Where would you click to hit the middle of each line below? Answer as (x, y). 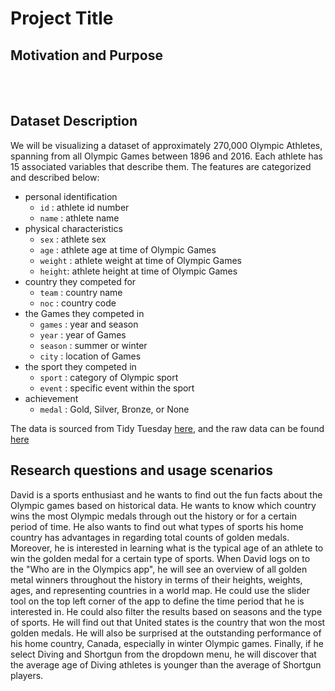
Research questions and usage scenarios (141, 470)
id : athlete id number (84, 207)
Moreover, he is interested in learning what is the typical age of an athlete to (167, 548)
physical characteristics (73, 228)
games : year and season (89, 324)
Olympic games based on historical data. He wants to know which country (163, 505)
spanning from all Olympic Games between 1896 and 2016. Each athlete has (166, 156)
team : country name (81, 292)
